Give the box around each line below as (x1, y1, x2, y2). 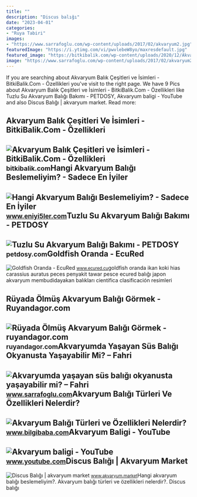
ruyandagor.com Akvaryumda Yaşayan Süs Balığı (6, 342, 179, 351)
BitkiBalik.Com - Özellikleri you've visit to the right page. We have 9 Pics (6, 80, 180, 87)
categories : (6, 25, 35, 31)
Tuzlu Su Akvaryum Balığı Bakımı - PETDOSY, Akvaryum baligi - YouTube (6, 92, 183, 100)
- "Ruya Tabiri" (6, 31, 46, 36)
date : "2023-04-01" (6, 19, 54, 25)
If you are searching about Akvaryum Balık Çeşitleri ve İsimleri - (6, 74, 160, 81)
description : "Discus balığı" (6, 14, 80, 20)
